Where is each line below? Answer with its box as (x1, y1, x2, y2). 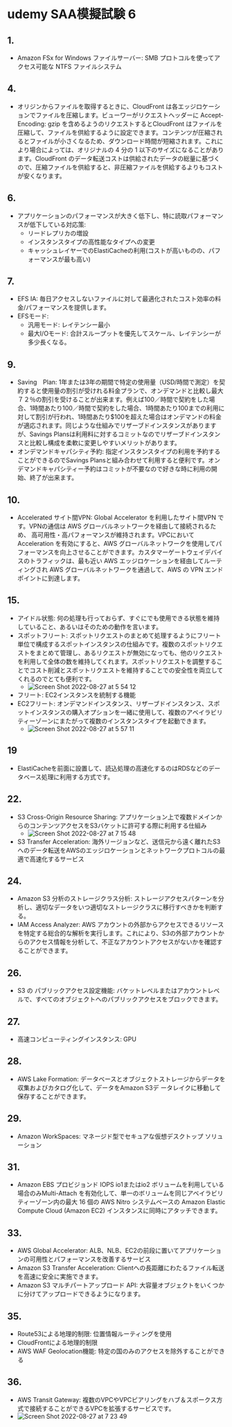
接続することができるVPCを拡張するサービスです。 (29, 1404, 175, 1412)
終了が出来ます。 (29, 474, 78, 482)
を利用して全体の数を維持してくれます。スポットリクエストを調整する (17, 657, 217, 665)
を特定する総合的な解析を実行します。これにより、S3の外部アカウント (17, 929, 219, 937)
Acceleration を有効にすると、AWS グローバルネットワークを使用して (17, 540, 216, 548)
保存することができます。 (17, 1092, 90, 1101)
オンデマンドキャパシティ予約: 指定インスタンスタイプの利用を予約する (17, 447, 221, 456)
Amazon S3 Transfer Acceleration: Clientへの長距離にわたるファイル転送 (17, 1264, 225, 1272)
